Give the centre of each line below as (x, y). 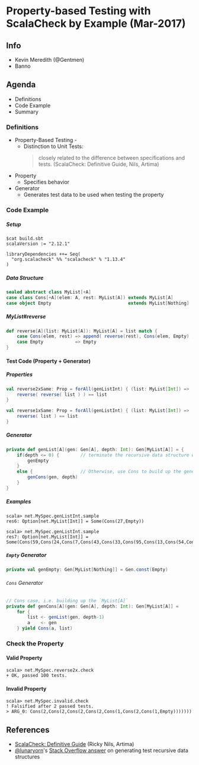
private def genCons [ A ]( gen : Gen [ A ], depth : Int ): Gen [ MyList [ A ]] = (92, 606)
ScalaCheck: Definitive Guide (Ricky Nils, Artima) (74, 744)
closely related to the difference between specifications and (112, 158)
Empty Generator (26, 555)
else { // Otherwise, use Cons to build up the (99, 472)
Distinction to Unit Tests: (54, 146)
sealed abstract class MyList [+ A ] (49, 292)
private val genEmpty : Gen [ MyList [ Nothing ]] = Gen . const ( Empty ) (87, 569)
